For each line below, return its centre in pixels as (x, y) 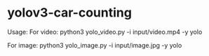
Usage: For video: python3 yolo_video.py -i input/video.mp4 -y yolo (105, 32)
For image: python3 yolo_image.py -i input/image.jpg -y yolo (95, 45)
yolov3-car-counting (69, 13)
